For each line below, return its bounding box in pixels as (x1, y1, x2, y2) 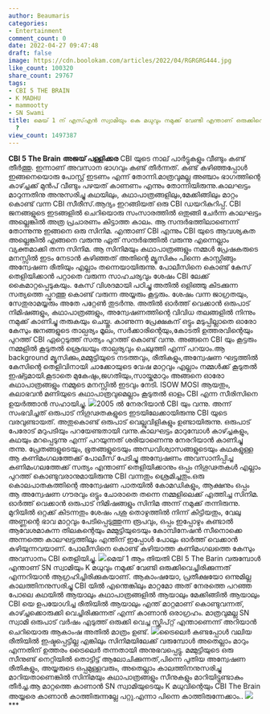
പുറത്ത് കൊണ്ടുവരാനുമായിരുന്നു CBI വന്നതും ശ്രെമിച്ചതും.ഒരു (8, 471, 205, 481)
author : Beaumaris (8, 11, 70, 20)
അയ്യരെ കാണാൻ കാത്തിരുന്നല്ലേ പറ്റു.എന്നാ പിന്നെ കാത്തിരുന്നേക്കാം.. (8, 691, 243, 700)
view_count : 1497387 (8, 131, 78, 139)
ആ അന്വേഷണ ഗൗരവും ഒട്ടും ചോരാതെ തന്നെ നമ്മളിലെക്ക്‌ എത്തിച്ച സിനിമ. (8, 489, 259, 499)
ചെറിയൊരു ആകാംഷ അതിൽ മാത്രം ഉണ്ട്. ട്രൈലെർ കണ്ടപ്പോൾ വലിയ (8, 626, 252, 636)
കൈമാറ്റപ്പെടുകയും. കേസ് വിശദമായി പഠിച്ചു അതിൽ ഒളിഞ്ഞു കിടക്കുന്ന (8, 280, 239, 289)
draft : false (8, 49, 52, 57)
